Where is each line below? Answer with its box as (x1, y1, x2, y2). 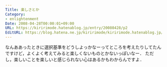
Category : (5, 12, 26, 17)
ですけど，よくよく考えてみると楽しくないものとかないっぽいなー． (5, 50, 144, 56)
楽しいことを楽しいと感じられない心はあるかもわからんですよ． (13, 57, 145, 62)
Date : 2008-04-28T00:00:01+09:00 (5, 21, 75, 26)
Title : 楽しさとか (5, 7, 40, 12)
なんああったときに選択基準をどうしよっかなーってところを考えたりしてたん (5, 44, 162, 50)
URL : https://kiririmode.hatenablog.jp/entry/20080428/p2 (5, 26, 128, 31)
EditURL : (5, 30, 23, 35)
